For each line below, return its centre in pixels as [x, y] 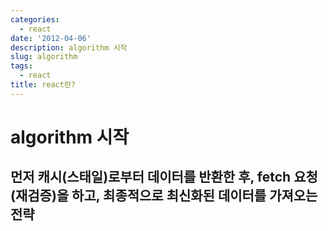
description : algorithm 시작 [69, 47]
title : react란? [43, 85]
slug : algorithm [44, 57]
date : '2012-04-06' [51, 38]
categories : [35, 19]
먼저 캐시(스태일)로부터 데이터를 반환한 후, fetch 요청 [164, 177]
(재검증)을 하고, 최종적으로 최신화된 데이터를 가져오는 [164, 196]
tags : [21, 66]
